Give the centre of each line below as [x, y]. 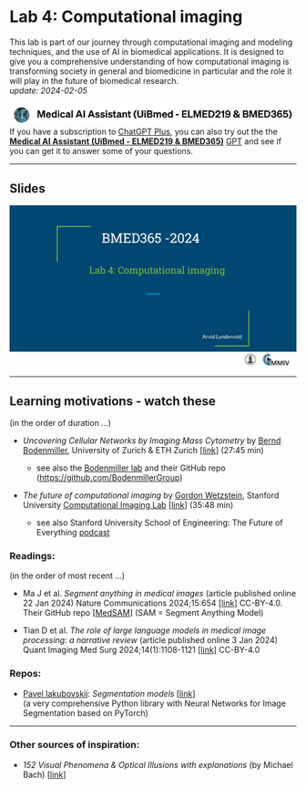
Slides [27, 188]
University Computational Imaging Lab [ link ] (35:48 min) [128, 504]
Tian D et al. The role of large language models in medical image [144, 630]
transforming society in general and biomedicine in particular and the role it [151, 71]
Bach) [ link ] [44, 774]
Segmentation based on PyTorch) [85, 712]
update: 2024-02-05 [49, 90]
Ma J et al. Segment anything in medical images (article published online [159, 594]
